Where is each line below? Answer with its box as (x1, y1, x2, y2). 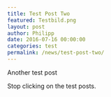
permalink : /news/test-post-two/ (7, 50, 105, 57)
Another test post (7, 68, 58, 77)
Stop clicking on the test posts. (7, 82, 96, 90)
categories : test (7, 43, 58, 50)
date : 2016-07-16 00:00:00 (7, 36, 86, 43)
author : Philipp (7, 29, 54, 37)
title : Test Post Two (7, 10, 71, 17)
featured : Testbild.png (7, 17, 77, 24)
